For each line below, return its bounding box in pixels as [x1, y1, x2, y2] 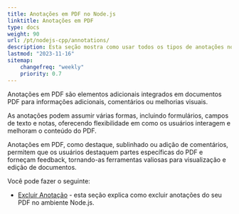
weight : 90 [7, 30, 40, 38]
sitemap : [7, 57, 33, 64]
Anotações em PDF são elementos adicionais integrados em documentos [7, 90, 222, 98]
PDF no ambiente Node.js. [17, 198, 95, 207]
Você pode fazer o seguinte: [7, 176, 90, 185]
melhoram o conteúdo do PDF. [7, 126, 97, 135]
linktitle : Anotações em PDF [7, 17, 94, 24]
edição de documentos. [7, 163, 77, 171]
